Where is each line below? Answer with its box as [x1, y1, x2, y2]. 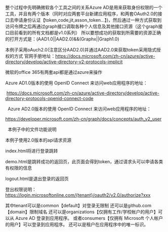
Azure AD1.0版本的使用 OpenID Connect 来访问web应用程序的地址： [5, 80, 148, 86]
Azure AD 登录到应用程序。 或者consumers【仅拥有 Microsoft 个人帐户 [15, 215, 163, 221]
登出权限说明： [5, 187, 36, 192]
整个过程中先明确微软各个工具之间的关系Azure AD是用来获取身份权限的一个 [5, 5, 163, 10]
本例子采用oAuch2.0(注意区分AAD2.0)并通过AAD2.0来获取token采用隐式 [5, 47, 157, 53]
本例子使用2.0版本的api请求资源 [5, 137, 72, 143]
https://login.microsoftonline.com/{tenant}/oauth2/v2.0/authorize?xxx [5, 192, 151, 198]
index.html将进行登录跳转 [5, 148, 58, 154]
